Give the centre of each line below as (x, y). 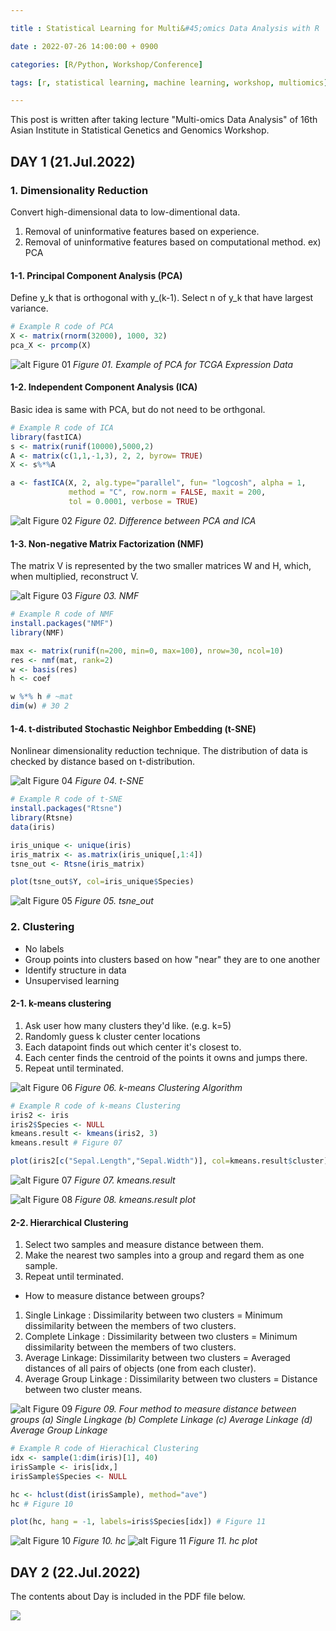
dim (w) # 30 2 (40, 706)
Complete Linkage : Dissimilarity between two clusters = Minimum (161, 1337)
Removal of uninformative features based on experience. (142, 231)
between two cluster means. (83, 1390)
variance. (29, 308)
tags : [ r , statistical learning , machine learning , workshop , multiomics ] (169, 82)
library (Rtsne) (42, 818)
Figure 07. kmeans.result (125, 1180)
